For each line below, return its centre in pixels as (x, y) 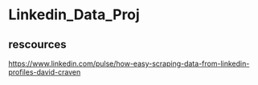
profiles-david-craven (45, 72)
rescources (37, 45)
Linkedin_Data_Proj (74, 15)
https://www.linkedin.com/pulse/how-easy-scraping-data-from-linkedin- (129, 63)
